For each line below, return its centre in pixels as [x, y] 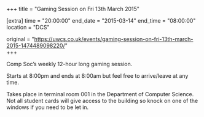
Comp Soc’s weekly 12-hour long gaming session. [69, 64]
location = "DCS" [28, 27]
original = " [21, 39]
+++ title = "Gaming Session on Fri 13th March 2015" [73, 9]
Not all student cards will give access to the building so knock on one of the [102, 101]
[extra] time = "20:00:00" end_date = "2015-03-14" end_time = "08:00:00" [101, 21]
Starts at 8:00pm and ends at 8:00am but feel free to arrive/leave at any [97, 76]
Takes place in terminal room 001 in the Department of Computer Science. [100, 94]
